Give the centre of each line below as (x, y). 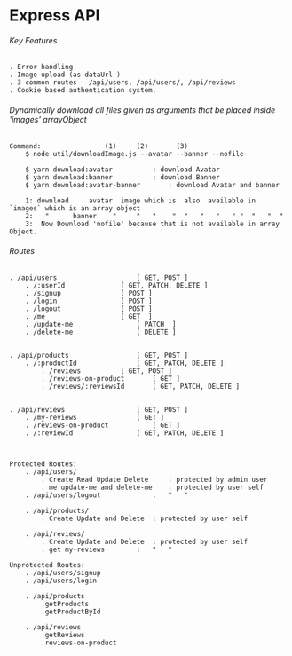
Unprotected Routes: (47, 565)
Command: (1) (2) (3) (99, 146)
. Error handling (41, 67)
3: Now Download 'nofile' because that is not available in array (152, 224)
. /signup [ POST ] (89, 293)
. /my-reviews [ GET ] (95, 417)
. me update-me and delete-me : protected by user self (153, 487)
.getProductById (71, 612)
